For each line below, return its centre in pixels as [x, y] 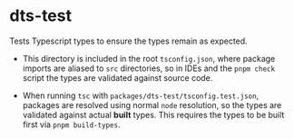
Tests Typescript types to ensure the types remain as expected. [128, 41]
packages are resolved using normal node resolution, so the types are [152, 104]
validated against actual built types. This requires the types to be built [153, 114]
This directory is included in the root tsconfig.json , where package [149, 58]
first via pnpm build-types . [71, 124]
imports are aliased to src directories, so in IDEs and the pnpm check [148, 68]
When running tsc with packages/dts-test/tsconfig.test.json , [141, 95]
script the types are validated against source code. [118, 77]
